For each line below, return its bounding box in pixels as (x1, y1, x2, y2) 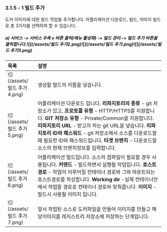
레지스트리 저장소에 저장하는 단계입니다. (61, 213, 150, 220)
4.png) (7, 91, 23, 98)
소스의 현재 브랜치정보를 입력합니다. (37, 144, 116, 151)
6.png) (7, 182, 23, 189)
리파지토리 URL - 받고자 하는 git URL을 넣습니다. (37, 122, 145, 129)
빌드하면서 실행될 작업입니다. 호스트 (78, 161, 157, 168)
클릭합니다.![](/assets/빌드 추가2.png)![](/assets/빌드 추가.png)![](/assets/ (5, 41, 158, 47)
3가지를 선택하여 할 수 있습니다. (15, 23, 77, 29)
